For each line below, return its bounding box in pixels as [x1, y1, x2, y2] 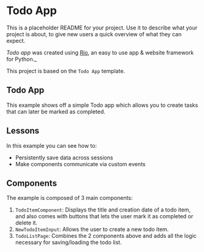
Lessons [6, 126, 40, 136]
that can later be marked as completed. [6, 108, 106, 115]
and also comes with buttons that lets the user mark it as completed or [15, 213, 194, 220]
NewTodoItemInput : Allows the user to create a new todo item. [15, 226, 169, 233]
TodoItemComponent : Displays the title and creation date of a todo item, [15, 206, 191, 213]
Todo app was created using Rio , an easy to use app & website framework [6, 48, 194, 56]
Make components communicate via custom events [15, 160, 146, 167]
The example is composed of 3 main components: [6, 194, 133, 202]
